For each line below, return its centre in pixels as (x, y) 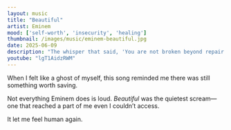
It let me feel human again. (45, 119)
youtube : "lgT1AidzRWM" (41, 58)
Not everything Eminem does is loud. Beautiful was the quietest (98, 98)
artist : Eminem (29, 26)
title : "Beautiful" (35, 20)
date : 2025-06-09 (32, 45)
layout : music (28, 13)
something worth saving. (43, 85)
